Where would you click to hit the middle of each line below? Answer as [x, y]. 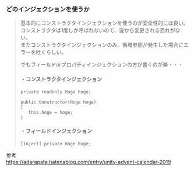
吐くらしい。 [51, 52]
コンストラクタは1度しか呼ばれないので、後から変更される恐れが [98, 30]
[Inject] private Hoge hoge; [56, 144]
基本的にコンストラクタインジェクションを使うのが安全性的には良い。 [104, 23]
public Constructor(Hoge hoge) [58, 102]
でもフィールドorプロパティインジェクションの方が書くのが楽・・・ [102, 65]
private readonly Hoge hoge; [56, 92]
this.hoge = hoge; [50, 112]
